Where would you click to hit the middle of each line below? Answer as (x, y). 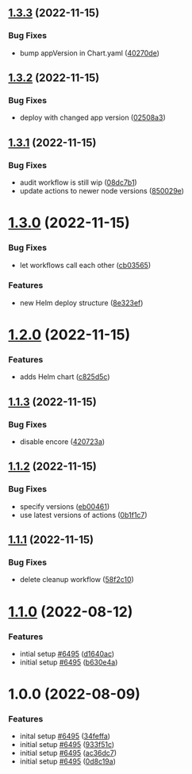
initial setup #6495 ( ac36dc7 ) (68, 753)
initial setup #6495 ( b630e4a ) (69, 662)
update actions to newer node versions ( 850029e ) (102, 191)
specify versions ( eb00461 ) (64, 506)
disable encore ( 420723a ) (62, 442)
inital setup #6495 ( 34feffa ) (65, 736)
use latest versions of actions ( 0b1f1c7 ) (84, 515)
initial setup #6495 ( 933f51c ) (67, 745)
